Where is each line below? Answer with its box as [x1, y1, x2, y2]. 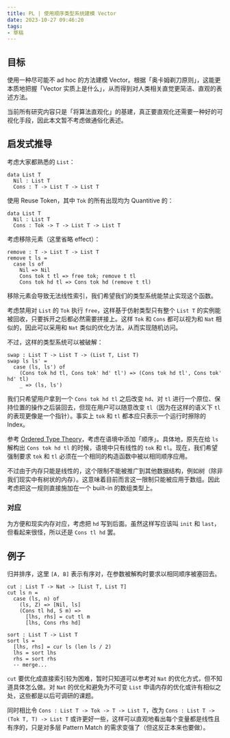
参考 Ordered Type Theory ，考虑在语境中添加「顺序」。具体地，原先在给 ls [7, 435, 219, 443]
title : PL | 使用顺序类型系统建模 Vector [7, 10, 116, 17]
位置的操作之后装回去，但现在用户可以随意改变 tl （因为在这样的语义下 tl [12, 403, 221, 411]
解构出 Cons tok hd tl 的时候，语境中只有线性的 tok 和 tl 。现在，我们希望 [7, 443, 218, 452]
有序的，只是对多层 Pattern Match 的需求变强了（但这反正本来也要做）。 [7, 723, 209, 731]
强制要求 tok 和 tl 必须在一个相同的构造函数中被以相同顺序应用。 [7, 452, 192, 460]
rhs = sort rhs [13, 655, 57, 662]
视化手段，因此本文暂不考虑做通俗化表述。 [7, 116, 127, 124]
